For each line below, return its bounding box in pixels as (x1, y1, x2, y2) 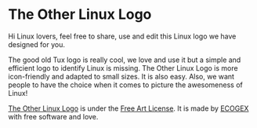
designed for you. (8, 39, 65, 49)
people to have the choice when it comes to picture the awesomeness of (8, 80, 243, 90)
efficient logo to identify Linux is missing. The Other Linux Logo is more (8, 63, 238, 72)
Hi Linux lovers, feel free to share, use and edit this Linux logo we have (8, 31, 237, 41)
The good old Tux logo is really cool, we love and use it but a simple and (8, 55, 241, 64)
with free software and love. (8, 112, 99, 121)
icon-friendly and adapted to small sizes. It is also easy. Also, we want (8, 71, 235, 81)
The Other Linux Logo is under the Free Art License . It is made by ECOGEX (8, 104, 249, 113)
